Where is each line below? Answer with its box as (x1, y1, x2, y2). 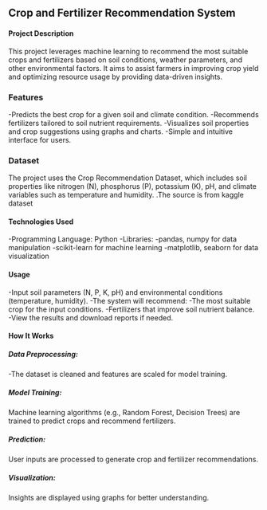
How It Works (8, 331, 54, 341)
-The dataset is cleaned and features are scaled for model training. (8, 370, 228, 379)
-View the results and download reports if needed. (8, 312, 174, 322)
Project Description (8, 28, 74, 38)
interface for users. (8, 135, 72, 144)
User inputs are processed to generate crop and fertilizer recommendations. (8, 454, 259, 465)
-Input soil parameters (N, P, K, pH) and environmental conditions (8, 287, 223, 297)
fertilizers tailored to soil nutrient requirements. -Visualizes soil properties (8, 118, 249, 127)
